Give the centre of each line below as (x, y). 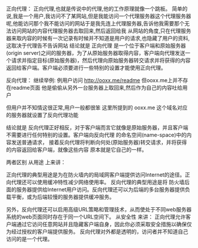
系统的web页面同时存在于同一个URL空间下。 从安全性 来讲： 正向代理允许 (96, 217)
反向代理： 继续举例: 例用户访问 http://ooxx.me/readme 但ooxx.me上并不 (95, 80)
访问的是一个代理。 (29, 239)
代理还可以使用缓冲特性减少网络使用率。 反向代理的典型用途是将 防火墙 (98, 182)
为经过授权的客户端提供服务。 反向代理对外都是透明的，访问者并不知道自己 (97, 231)
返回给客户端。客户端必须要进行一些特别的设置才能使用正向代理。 (86, 68)
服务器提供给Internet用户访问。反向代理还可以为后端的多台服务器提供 (101, 190)
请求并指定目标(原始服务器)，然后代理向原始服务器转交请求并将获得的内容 (101, 60)
